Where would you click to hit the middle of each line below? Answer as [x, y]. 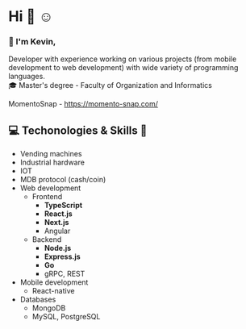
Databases [38, 300]
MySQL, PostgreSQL [66, 317]
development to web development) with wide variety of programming [123, 68]
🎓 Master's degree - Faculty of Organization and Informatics [110, 85]
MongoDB [49, 308]
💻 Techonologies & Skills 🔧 [78, 130]
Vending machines [51, 154]
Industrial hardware [52, 162]
